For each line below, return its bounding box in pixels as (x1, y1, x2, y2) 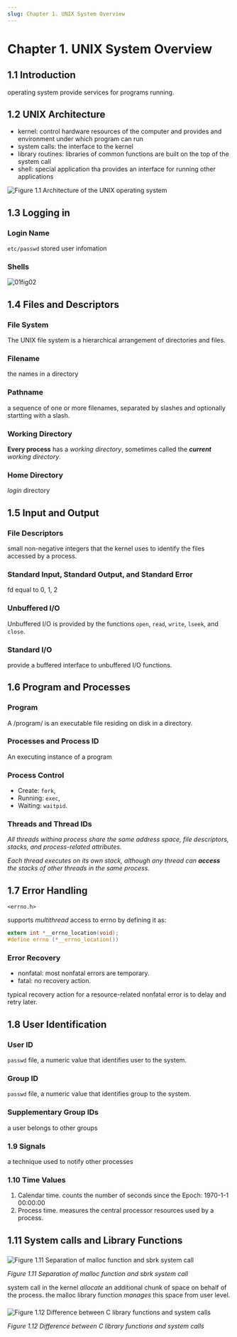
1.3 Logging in (7, 206, 71, 218)
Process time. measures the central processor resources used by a (17, 1206, 214, 1215)
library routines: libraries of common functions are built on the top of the (17, 150, 229, 158)
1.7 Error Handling (7, 884, 88, 897)
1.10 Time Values (7, 1175, 66, 1185)
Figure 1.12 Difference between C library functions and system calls (7, 1322, 204, 1331)
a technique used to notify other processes (7, 1157, 133, 1165)
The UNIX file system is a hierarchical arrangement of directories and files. (7, 336, 226, 345)
